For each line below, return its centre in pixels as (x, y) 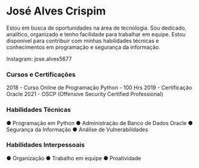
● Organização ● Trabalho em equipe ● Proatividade (74, 158)
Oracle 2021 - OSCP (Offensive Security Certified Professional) (85, 94)
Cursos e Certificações (41, 74)
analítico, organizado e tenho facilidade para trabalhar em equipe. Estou (96, 34)
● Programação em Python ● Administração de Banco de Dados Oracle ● (100, 123)
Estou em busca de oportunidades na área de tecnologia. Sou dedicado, (96, 28)
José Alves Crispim (56, 11)
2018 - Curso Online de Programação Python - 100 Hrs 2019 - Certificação (99, 88)
